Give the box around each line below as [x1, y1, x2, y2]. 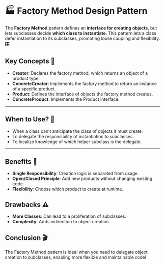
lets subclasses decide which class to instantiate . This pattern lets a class [5, 30, 156, 36]
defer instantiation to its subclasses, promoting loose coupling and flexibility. [5, 35, 160, 41]
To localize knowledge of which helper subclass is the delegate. [12, 139, 142, 145]
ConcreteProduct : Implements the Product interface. [12, 96, 120, 102]
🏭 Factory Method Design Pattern [5, 5, 148, 17]
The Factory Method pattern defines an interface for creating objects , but [5, 25, 157, 31]
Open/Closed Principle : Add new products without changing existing [12, 176, 153, 181]
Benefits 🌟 [5, 157, 38, 166]
